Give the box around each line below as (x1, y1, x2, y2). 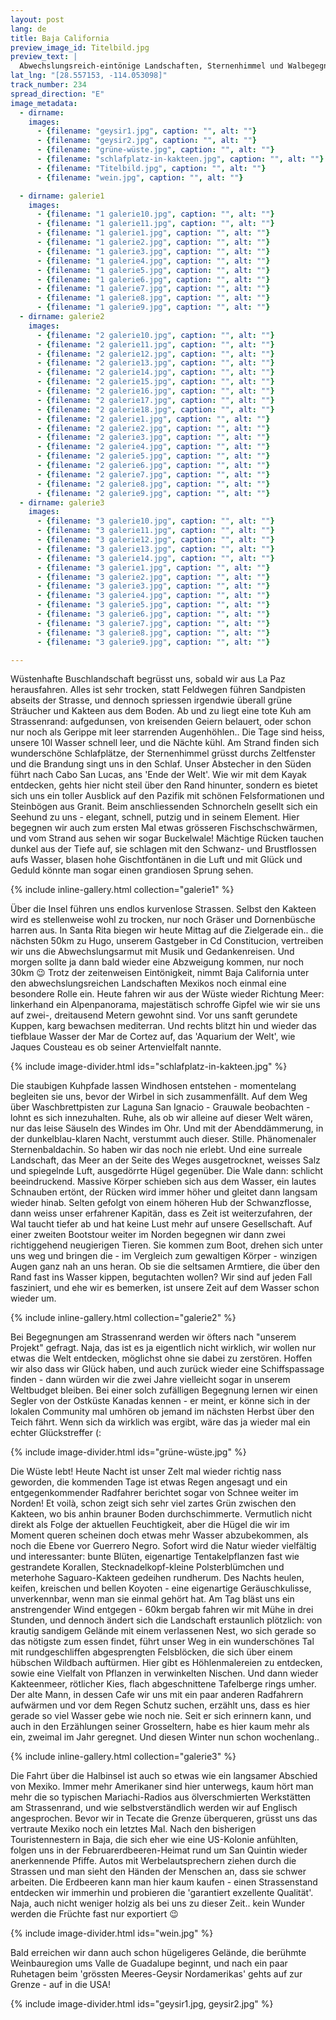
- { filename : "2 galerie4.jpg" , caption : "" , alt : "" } (36, 442, 271, 452)
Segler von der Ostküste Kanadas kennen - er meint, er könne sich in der (10, 1395, 311, 1407)
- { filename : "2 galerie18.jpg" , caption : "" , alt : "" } (36, 404, 275, 415)
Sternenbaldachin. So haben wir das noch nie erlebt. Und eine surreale (10, 1144, 303, 1156)
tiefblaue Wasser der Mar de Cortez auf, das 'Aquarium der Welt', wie (10, 1031, 296, 1043)
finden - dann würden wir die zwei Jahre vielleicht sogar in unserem (10, 1374, 291, 1386)
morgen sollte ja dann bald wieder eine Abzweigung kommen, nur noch (10, 956, 304, 968)
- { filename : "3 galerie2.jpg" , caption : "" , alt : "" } (36, 572, 271, 582)
